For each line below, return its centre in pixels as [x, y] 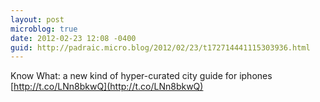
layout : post [37, 19]
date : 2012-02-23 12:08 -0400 [73, 38]
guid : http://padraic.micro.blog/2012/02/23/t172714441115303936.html [160, 47]
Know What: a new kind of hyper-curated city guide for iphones [141, 76]
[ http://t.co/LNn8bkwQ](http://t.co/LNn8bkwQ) [107, 87]
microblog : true [44, 29]
